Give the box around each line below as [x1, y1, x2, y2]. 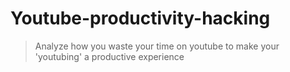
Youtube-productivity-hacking [10, 7, 271, 30]
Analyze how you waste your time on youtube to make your [34, 40, 280, 52]
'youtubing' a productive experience [34, 50, 185, 62]
